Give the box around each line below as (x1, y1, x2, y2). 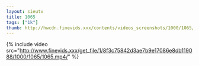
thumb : (6, 25, 23, 31)
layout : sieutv (6, 8, 44, 15)
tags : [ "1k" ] (6, 19, 38, 25)
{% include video (6, 41, 49, 48)
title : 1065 (6, 14, 36, 20)
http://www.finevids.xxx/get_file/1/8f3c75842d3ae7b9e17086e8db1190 (20, 47, 192, 54)
